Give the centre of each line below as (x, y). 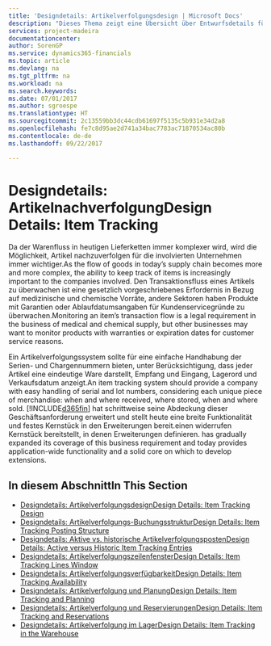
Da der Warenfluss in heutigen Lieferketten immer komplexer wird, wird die (133, 247)
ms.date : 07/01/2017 (43, 99)
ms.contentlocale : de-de (50, 136)
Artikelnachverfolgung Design (110, 208)
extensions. (27, 460)
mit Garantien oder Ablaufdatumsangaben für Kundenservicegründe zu (127, 307)
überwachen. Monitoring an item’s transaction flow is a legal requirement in (132, 316)
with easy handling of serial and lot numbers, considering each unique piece (135, 392)
